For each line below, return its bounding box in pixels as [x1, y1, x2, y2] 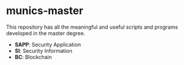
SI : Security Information [14, 47, 73, 54]
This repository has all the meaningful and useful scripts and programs [6, 23, 178, 30]
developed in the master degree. [6, 29, 86, 36]
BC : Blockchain [14, 53, 52, 60]
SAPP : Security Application [14, 41, 81, 48]
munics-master [6, 4, 84, 18]
